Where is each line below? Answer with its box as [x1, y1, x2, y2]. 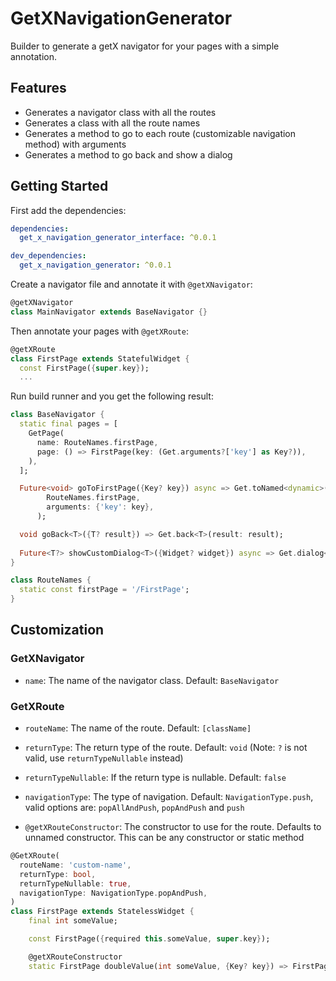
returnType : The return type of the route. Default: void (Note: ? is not [24, 742, 308, 754]
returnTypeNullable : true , [19, 878, 132, 889]
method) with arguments [24, 138, 127, 150]
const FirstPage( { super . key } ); [19, 363, 150, 373]
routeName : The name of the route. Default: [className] [24, 722, 252, 734]
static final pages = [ [19, 419, 118, 429]
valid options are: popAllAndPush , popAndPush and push [24, 802, 245, 814]
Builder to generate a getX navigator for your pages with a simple [10, 40, 280, 52]
